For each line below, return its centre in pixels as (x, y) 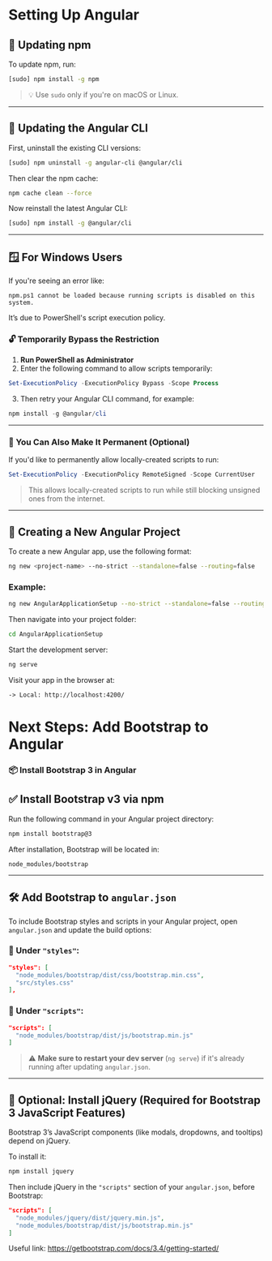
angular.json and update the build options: (80, 929)
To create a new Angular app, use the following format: (100, 551)
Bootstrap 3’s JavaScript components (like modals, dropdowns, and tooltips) (136, 1132)
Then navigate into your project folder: (72, 620)
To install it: (28, 1156)
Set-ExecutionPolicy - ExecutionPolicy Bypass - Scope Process (114, 384)
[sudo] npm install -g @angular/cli (70, 223)
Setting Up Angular (74, 15)
